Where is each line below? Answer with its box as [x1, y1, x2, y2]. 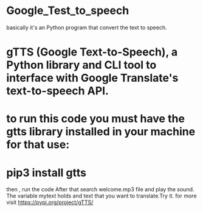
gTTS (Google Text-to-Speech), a [6, 45, 178, 59]
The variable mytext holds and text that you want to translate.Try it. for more [6, 193, 197, 200]
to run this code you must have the [6, 112, 185, 125]
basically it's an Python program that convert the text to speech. [6, 24, 167, 31]
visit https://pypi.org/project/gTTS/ [6, 199, 94, 206]
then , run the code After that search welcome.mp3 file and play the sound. [6, 186, 194, 193]
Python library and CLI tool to [6, 58, 157, 72]
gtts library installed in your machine [6, 125, 196, 139]
